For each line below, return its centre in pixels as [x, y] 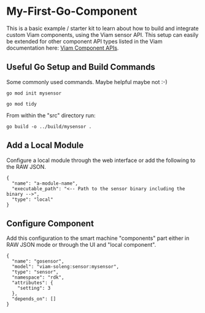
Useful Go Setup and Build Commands [81, 67]
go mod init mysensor [34, 93]
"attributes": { [33, 283]
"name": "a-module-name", [45, 183]
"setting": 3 [34, 288]
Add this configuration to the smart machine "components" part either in [98, 238]
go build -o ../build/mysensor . [49, 126]
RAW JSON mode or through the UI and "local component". [81, 245]
